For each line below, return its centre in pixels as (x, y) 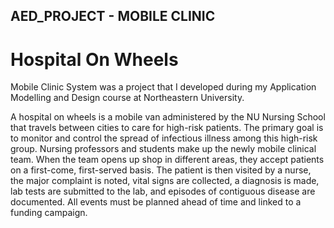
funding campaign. (49, 213)
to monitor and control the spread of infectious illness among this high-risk (164, 138)
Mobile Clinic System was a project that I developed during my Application (163, 87)
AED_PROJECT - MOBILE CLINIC (113, 16)
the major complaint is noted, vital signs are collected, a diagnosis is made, (165, 181)
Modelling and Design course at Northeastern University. (127, 98)
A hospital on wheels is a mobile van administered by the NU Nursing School (168, 117)
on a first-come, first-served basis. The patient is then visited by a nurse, (161, 170)
